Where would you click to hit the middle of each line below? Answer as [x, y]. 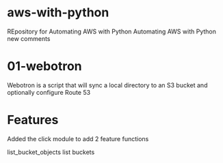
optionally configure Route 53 [49, 92]
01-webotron [44, 66]
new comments [29, 38]
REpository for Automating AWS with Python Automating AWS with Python [112, 31]
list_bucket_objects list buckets [51, 152]
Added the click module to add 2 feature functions [78, 138]
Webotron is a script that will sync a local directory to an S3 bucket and [107, 85]
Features [33, 120]
